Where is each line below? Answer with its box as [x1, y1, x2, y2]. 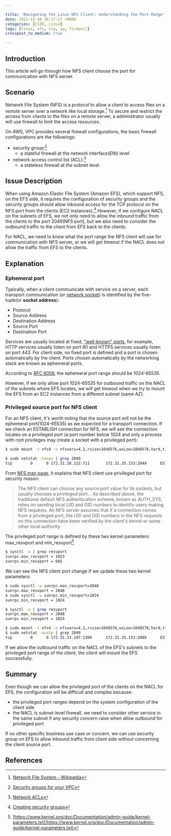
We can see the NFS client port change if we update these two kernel [5, 568, 151, 575]
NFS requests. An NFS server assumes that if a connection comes [17, 507, 157, 513]
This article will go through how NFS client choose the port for [5, 67, 136, 74]
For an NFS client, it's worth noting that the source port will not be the [5, 415, 152, 421]
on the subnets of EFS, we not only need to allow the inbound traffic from [5, 213, 159, 219]
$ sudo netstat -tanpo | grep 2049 [5, 456, 81, 461]
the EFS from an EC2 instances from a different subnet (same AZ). [5, 391, 144, 397]
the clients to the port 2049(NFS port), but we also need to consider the [5, 218, 156, 225]
